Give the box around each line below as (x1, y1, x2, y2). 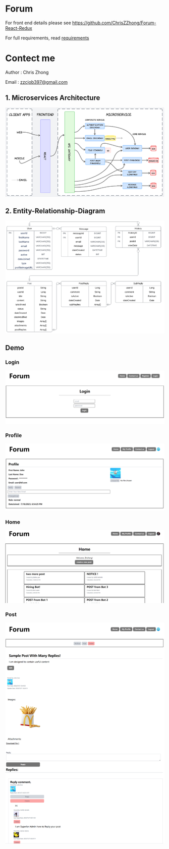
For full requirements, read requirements (5, 35, 89, 41)
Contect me (5, 52, 55, 64)
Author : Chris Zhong (5, 69, 49, 75)
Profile (5, 432, 22, 439)
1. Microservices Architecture (5, 94, 100, 102)
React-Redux (5, 25, 33, 31)
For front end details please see (5, 20, 72, 26)
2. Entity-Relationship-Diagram (5, 206, 105, 215)
